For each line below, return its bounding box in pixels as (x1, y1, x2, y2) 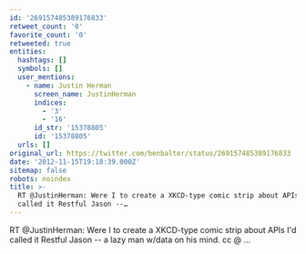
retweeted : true (9, 38, 71, 48)
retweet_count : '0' (9, 22, 84, 31)
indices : (33, 97, 67, 107)
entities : (9, 47, 47, 56)
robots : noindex (9, 174, 71, 183)
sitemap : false (9, 166, 67, 175)
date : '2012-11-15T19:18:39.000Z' (9, 157, 141, 167)
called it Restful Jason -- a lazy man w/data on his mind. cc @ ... (9, 234, 251, 245)
